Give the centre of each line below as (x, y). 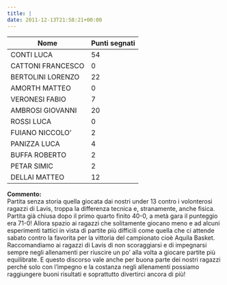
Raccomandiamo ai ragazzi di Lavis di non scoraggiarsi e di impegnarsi (107, 245)
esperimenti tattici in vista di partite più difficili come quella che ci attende (111, 230)
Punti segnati (113, 43)
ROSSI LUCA (31, 121)
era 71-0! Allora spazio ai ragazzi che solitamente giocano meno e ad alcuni (113, 223)
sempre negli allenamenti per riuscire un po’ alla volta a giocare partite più (111, 252)
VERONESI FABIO (38, 99)
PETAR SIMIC (32, 166)
